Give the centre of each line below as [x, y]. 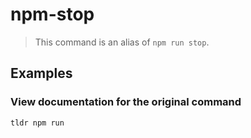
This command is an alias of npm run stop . [122, 42]
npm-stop [52, 14]
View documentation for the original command [126, 102]
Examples [41, 73]
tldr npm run [37, 123]
